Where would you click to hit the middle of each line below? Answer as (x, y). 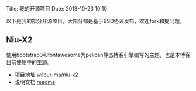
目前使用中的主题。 (29, 62)
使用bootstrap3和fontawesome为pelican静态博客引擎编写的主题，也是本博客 (98, 55)
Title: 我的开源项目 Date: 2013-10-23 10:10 (56, 9)
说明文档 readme (35, 82)
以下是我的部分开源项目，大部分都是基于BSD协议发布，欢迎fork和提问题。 (96, 21)
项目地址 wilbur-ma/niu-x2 (46, 75)
